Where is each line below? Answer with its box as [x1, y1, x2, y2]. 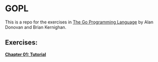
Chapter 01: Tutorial [5, 51, 46, 57]
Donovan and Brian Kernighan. [5, 24, 67, 30]
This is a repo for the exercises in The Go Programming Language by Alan [5, 19, 154, 25]
